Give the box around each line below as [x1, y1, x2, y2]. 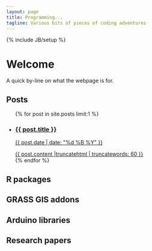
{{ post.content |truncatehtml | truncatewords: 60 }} [14, 150, 144, 158]
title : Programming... [6, 14, 63, 20]
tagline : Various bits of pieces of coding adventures [6, 20, 147, 26]
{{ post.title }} [14, 125, 57, 134]
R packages [6, 174, 51, 185]
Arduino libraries [6, 215, 71, 225]
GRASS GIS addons [6, 195, 80, 205]
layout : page [6, 8, 39, 15]
